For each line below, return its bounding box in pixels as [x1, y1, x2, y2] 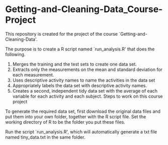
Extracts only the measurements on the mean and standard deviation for [12, 66, 162, 72]
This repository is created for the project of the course [5, 31, 118, 37]
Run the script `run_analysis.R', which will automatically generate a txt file [5, 128, 157, 134]
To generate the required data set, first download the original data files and [5, 108, 161, 114]
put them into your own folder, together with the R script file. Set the [5, 113, 146, 119]
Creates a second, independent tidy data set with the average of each [12, 88, 157, 94]
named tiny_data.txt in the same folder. [5, 134, 86, 140]
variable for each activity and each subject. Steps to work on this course [12, 93, 163, 99]
